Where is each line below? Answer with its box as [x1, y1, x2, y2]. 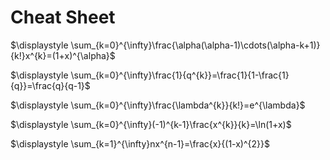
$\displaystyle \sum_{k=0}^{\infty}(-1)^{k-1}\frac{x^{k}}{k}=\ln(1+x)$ [10, 118, 292, 130]
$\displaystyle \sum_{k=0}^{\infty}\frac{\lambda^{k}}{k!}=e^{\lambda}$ [10, 99, 306, 111]
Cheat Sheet [10, 6, 116, 29]
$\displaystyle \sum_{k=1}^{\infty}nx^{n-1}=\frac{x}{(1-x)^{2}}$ [10, 137, 270, 150]
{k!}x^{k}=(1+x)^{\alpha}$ [10, 49, 116, 61]
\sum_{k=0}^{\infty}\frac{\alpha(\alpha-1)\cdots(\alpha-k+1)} [70, 39, 321, 51]
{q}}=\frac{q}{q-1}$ [10, 79, 91, 91]
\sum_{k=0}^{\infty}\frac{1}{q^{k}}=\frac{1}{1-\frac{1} [70, 69, 290, 81]
